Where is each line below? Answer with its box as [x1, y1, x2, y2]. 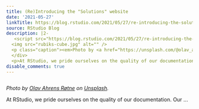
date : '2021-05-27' [6, 14, 54, 20]
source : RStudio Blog [6, 25, 60, 31]
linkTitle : [6, 19, 33, 25]
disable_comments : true [6, 63, 65, 70]
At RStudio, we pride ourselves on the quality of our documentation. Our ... [6, 96, 188, 103]
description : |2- [6, 31, 49, 37]
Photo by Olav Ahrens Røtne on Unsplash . [6, 85, 109, 92]
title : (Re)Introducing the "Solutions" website [6, 8, 129, 15]
